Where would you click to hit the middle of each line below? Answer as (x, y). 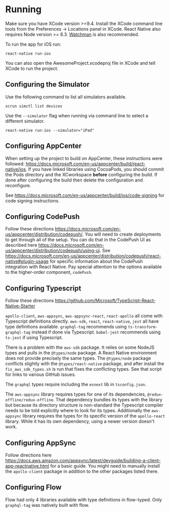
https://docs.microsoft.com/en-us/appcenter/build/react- (86, 164)
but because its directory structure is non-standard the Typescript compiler (84, 405)
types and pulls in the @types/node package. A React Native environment (81, 353)
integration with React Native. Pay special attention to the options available (83, 267)
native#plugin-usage (27, 262)
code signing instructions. (33, 200)
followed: (15, 164)
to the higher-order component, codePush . (49, 272)
